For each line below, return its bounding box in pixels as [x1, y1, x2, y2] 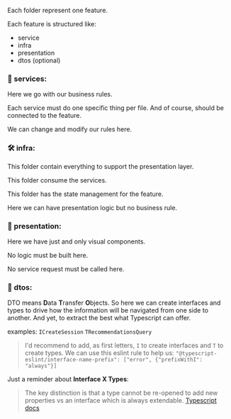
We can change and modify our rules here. [7, 125, 133, 134]
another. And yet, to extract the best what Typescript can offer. [7, 314, 191, 322]
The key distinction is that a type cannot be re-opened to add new [24, 388, 218, 397]
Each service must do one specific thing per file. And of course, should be [7, 104, 225, 112]
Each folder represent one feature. [7, 6, 108, 14]
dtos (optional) [17, 56, 61, 65]
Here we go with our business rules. [7, 90, 113, 99]
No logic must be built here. [7, 251, 89, 259]
